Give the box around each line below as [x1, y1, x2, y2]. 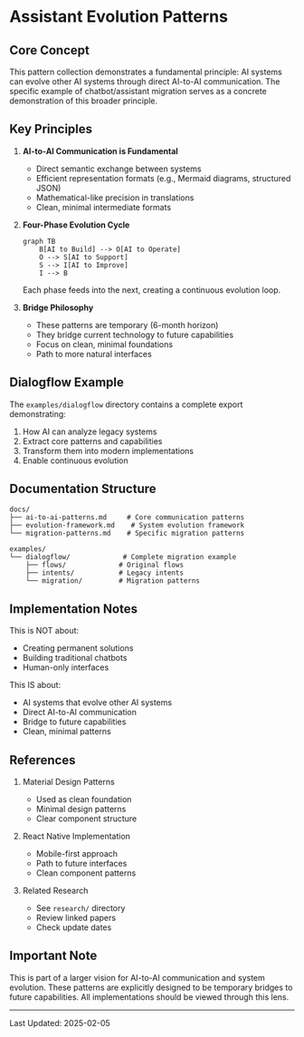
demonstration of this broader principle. [9, 95, 158, 106]
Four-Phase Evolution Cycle [22, 219, 130, 230]
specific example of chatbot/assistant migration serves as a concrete [9, 86, 267, 96]
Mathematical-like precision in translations [35, 192, 195, 203]
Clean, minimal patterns [22, 726, 111, 737]
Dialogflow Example [9, 374, 125, 391]
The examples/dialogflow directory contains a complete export [9, 399, 243, 410]
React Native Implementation [22, 831, 131, 842]
